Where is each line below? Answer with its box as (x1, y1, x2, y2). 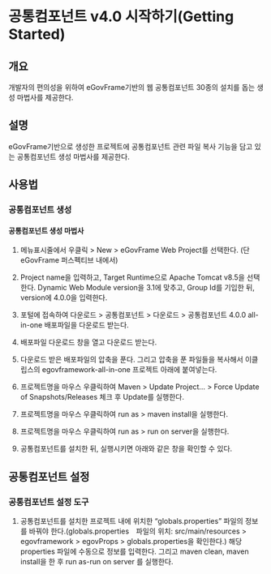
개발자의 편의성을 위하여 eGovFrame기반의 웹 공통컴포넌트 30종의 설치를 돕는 (8, 83, 256, 92)
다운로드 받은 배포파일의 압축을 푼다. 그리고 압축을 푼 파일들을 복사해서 (19, 354, 243, 365)
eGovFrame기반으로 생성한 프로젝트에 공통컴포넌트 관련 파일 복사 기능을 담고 (8, 141, 253, 151)
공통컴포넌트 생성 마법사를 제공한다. (16, 152, 130, 161)
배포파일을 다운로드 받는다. (44, 320, 130, 330)
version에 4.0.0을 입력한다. (19, 293, 108, 302)
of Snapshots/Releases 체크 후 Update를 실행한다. (19, 392, 185, 402)
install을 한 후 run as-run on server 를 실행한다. (19, 557, 174, 567)
